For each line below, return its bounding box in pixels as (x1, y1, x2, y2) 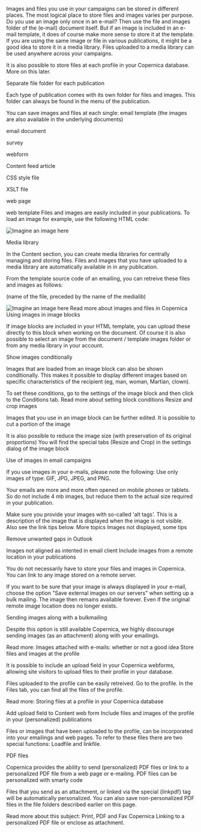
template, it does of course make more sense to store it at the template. (17, 31, 194, 38)
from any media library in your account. (6, 342, 104, 349)
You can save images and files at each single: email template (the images (6, 110, 187, 116)
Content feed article (6, 163, 56, 169)
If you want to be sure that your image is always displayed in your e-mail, (6, 583, 187, 590)
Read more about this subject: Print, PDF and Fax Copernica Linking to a (6, 813, 185, 819)
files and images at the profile (6, 650, 80, 657)
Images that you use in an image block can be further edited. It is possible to (6, 414, 196, 421)
